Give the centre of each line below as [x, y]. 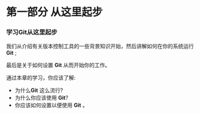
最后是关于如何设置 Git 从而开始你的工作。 [58, 65]
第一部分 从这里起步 [54, 12]
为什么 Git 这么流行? [39, 90]
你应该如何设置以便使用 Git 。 [51, 105]
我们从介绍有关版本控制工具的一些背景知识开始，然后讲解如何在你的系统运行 [100, 46]
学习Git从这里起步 [32, 32]
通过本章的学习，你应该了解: [41, 78]
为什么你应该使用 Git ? [41, 98]
